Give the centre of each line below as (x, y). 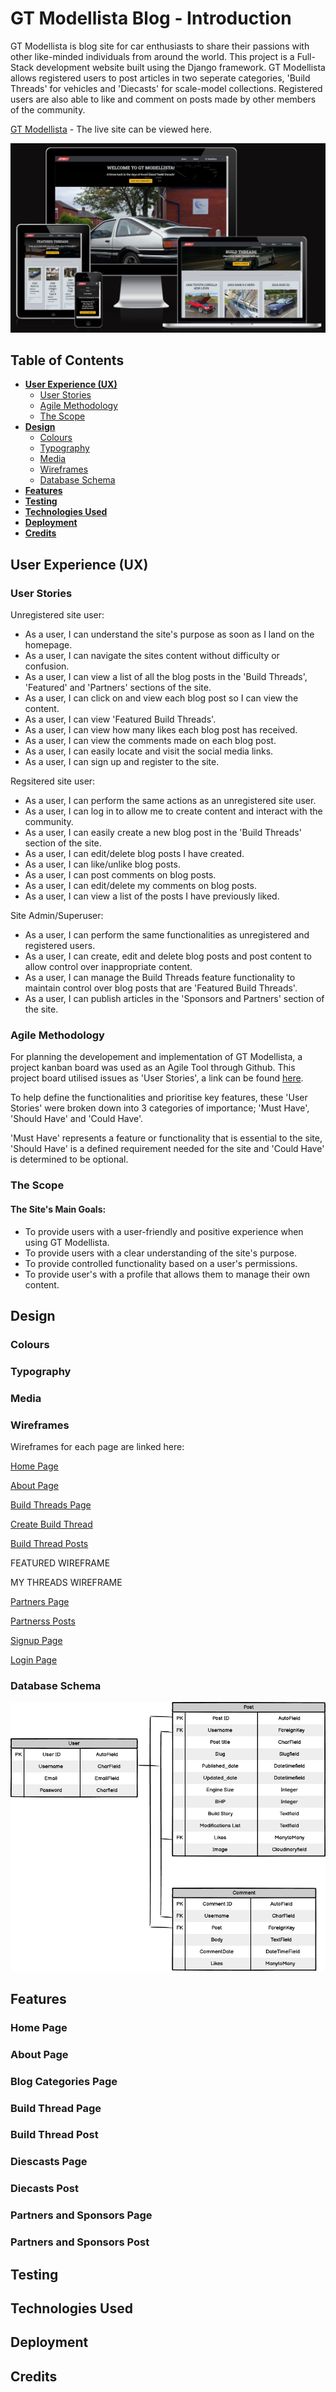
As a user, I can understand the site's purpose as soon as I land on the (169, 634)
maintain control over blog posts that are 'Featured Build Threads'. (161, 988)
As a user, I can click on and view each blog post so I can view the (161, 698)
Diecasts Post (44, 2189)
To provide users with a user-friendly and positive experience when (164, 1231)
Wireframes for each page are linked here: (97, 1446)
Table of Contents (67, 360)
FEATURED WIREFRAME (60, 1563)
